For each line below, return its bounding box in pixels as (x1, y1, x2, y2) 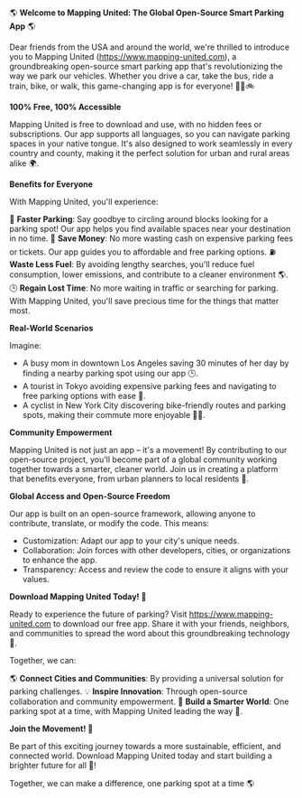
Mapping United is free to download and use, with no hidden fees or (9, 119, 262, 129)
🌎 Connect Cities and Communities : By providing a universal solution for (9, 673, 284, 683)
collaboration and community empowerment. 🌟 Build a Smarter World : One (9, 696, 289, 707)
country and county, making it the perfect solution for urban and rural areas (9, 148, 290, 158)
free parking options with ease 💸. (22, 391, 146, 401)
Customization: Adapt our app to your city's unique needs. (22, 535, 240, 546)
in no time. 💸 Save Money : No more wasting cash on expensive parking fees (9, 233, 294, 244)
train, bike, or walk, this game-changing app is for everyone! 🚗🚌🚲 (9, 80, 255, 91)
